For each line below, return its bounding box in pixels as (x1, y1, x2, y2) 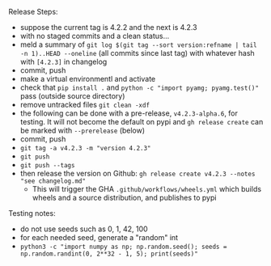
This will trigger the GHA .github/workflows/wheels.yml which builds (32, 184, 261, 193)
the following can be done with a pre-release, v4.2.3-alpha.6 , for (19, 108, 239, 118)
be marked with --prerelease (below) (19, 125, 146, 135)
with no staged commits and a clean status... (19, 32, 170, 40)
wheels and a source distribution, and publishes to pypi (32, 193, 217, 202)
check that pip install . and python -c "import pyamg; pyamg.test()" (19, 82, 259, 92)
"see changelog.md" (19, 177, 87, 185)
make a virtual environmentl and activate (19, 74, 156, 83)
